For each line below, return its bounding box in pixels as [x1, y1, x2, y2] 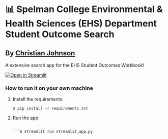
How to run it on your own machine [5, 84, 93, 91]
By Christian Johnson [5, 49, 75, 57]
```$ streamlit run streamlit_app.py [12, 129, 93, 134]
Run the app [12, 115, 39, 121]
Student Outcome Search [5, 28, 115, 40]
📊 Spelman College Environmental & [5, 4, 163, 15]
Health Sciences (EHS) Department [5, 18, 157, 29]
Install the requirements [12, 96, 63, 102]
